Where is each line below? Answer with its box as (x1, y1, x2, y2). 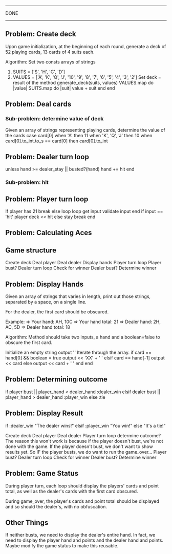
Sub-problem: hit (5, 179, 49, 186)
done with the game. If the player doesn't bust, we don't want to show (5, 443, 153, 450)
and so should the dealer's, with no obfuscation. (5, 503, 107, 509)
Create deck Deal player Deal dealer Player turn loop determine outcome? (5, 432, 161, 438)
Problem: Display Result (5, 409, 83, 418)
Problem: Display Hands (5, 280, 84, 288)
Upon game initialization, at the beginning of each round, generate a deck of (5, 43, 166, 49)
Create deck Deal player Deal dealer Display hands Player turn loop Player (5, 260, 162, 266)
